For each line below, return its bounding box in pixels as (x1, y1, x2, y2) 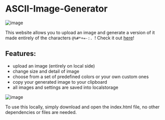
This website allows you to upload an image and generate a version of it (5, 29, 155, 35)
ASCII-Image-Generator (5, 3, 108, 15)
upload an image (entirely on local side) (12, 63, 95, 69)
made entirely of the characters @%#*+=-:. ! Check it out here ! (5, 35, 135, 41)
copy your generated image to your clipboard (12, 79, 107, 85)
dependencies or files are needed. (5, 109, 77, 115)
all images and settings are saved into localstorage (12, 84, 118, 90)
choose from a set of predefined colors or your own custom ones (12, 74, 149, 80)
